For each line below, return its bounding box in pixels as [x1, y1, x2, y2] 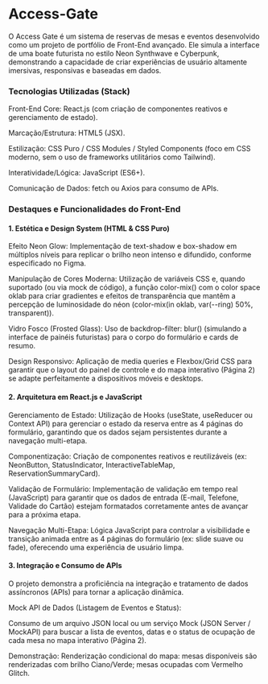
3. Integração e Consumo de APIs [8, 561, 122, 571]
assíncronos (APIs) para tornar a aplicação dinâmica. [8, 587, 184, 596]
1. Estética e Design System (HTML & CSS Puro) [8, 223, 171, 233]
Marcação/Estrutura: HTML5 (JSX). [8, 128, 126, 138]
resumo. [8, 341, 36, 351]
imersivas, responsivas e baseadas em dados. [8, 65, 162, 75]
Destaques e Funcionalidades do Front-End [8, 204, 181, 215]
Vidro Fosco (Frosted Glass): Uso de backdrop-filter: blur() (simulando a [8, 323, 247, 334]
